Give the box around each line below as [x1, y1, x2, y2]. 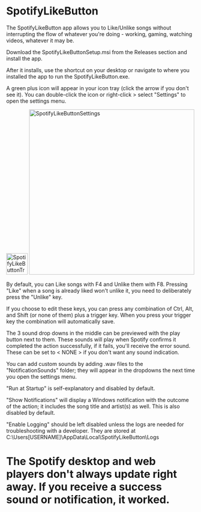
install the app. [6, 55, 43, 62]
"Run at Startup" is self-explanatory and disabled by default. [6, 385, 155, 392]
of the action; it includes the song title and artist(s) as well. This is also [6, 403, 180, 410]
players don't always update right [6, 468, 178, 481]
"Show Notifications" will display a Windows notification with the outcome [6, 396, 189, 403]
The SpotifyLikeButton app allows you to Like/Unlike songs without [6, 24, 172, 31]
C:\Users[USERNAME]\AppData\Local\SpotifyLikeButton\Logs [6, 433, 160, 440]
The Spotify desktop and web [6, 455, 156, 468]
